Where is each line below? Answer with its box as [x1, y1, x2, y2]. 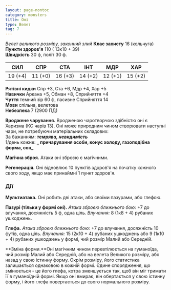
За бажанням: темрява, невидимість [5, 134, 88, 140]
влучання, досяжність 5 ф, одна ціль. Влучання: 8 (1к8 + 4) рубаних [5, 210, 154, 216]
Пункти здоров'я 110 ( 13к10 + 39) [5, 46, 80, 52]
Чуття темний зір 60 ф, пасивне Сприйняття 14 [5, 96, 109, 103]
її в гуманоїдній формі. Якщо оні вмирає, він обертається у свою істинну [5, 273, 165, 280]
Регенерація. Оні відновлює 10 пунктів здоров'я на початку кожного [5, 165, 156, 171]
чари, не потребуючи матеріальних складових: [5, 128, 109, 134]
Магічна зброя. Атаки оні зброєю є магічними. [5, 154, 109, 161]
